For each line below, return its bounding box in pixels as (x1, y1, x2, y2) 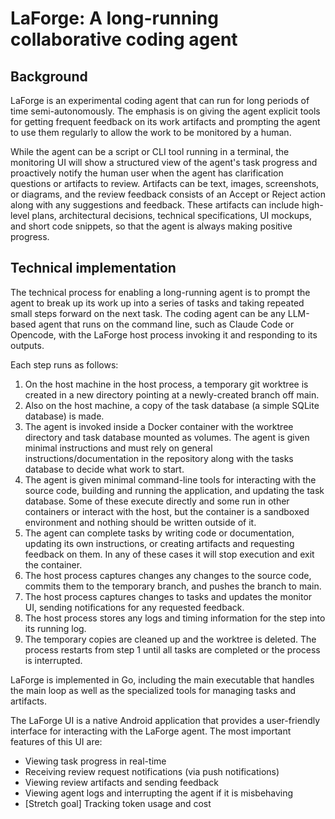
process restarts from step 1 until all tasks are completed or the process (24, 643, 321, 656)
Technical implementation (10, 260, 177, 277)
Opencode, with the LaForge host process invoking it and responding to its (10, 328, 318, 341)
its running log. (24, 622, 87, 634)
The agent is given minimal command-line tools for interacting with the (24, 473, 317, 486)
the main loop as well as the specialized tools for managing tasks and (10, 684, 297, 696)
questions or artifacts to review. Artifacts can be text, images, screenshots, (10, 178, 320, 189)
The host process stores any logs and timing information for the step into (24, 612, 326, 624)
